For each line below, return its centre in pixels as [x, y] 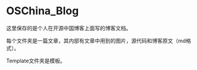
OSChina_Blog [43, 11]
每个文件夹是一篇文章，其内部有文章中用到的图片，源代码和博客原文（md [96, 40]
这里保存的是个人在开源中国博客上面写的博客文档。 [69, 28]
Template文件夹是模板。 [36, 61]
